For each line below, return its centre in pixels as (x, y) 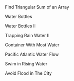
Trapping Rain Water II (27, 35)
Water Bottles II (20, 26)
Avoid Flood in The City (28, 73)
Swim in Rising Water (26, 64)
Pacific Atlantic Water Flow (32, 54)
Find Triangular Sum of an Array (37, 7)
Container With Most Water (32, 45)
